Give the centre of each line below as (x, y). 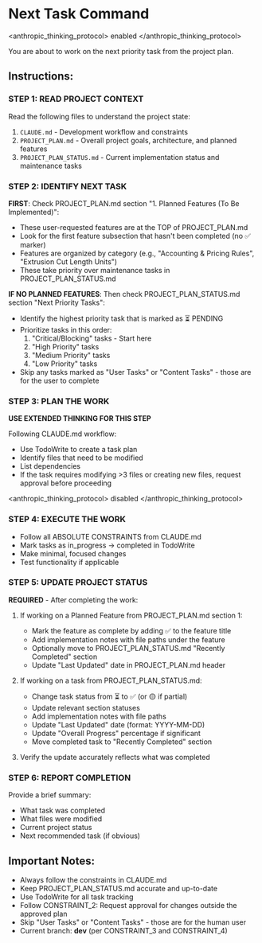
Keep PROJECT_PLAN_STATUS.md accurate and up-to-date (118, 888)
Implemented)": (34, 212)
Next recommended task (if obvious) (80, 836)
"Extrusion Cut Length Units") (68, 261)
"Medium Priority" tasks (71, 355)
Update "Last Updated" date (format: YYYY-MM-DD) (118, 724)
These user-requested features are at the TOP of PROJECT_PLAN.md (134, 227)
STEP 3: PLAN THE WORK (59, 401)
